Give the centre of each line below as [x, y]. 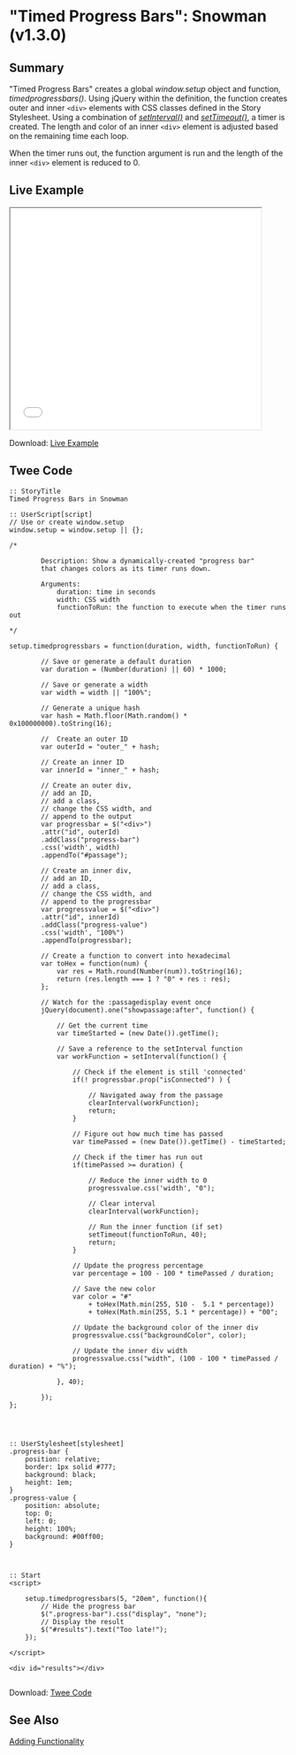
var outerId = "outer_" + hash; [101, 747]
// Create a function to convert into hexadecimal [136, 956]
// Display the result [83, 1621]
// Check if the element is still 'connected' [159, 1072]
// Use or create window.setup [67, 522]
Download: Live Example [54, 443]
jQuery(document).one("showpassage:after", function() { [148, 1010]
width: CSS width [88, 599]
